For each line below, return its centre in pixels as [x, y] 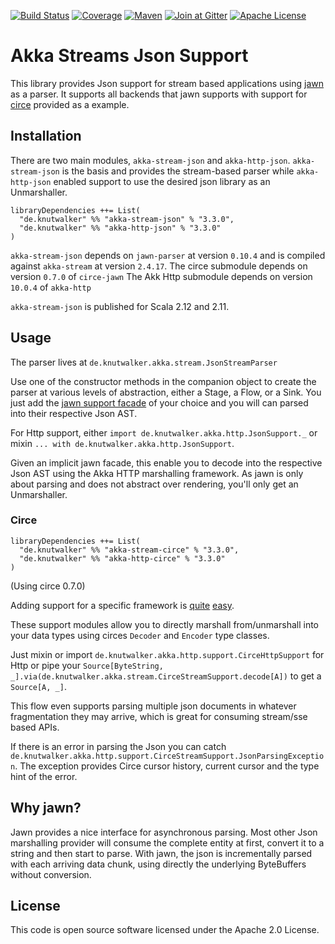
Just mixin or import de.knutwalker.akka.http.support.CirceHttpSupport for [167, 654]
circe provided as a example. [70, 104]
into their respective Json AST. [74, 413]
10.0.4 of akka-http [51, 287]
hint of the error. [44, 776]
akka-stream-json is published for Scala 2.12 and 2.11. [120, 306]
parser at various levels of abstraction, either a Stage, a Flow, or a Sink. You [166, 392]
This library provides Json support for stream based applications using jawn [167, 83]
